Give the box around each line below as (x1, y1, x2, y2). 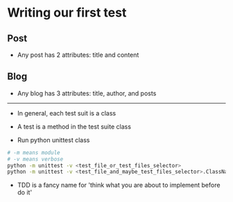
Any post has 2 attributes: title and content (17, 50, 139, 59)
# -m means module (7, 149, 60, 156)
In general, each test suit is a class (17, 109, 116, 117)
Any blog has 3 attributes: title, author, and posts (17, 89, 157, 98)
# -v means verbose (7, 156, 64, 163)
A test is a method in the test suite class (17, 122, 132, 131)
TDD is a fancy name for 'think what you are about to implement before (17, 181, 221, 190)
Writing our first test (7, 5, 127, 21)
